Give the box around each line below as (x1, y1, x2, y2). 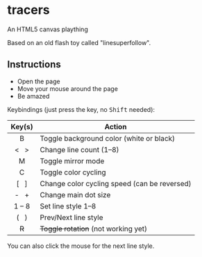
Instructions (7, 58, 61, 71)
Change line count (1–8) (40, 144, 119, 154)
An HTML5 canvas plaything (7, 25, 88, 33)
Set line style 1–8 (40, 201, 96, 210)
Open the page (17, 77, 60, 85)
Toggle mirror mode (40, 156, 105, 165)
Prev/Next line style (40, 213, 103, 222)
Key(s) (10, 122, 33, 131)
